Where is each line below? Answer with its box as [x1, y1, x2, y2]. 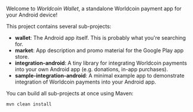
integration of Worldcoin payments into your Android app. [14, 78, 157, 85]
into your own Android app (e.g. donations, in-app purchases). [14, 66, 169, 73]
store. [14, 53, 30, 60]
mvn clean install [6, 101, 52, 107]
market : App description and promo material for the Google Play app [14, 47, 184, 54]
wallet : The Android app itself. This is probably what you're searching [14, 34, 186, 41]
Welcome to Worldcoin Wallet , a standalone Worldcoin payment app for [6, 5, 182, 12]
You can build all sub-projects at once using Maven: [6, 90, 134, 97]
